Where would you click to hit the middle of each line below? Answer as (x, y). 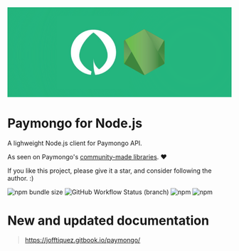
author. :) (21, 178)
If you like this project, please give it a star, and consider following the (110, 171)
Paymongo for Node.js (75, 123)
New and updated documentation (108, 220)
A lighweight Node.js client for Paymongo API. (75, 143)
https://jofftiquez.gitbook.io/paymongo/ (83, 240)
